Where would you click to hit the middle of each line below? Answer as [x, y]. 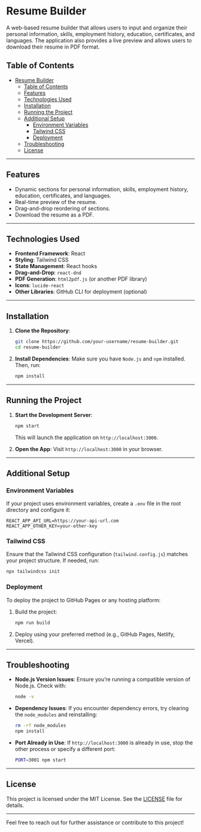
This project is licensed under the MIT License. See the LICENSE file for [95, 798]
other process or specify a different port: [65, 749]
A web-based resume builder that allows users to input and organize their [97, 28]
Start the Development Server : [54, 415]
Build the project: [36, 612]
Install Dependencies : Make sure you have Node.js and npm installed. [100, 359]
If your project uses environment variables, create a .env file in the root [94, 504]
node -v [24, 697]
